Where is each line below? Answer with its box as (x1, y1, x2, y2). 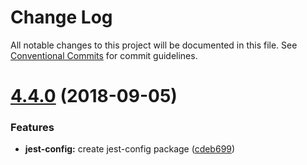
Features (10, 121, 55, 135)
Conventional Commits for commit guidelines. (10, 49, 198, 61)
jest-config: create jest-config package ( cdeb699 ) (24, 143, 236, 155)
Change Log (10, 6, 113, 29)
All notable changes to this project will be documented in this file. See (10, 39, 298, 51)
